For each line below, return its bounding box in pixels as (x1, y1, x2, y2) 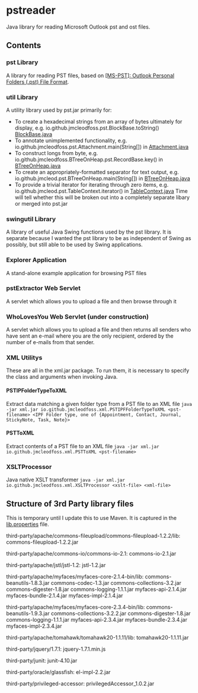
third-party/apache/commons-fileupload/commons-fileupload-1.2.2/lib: (6, 532, 181, 539)
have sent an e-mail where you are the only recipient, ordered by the (6, 332, 174, 339)
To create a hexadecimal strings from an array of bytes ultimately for (14, 118, 183, 125)
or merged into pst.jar (14, 200, 68, 207)
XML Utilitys (6, 354, 43, 362)
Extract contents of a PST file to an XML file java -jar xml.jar (6, 442, 159, 449)
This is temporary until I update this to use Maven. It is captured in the (6, 514, 177, 521)
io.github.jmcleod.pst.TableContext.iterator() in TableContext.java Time (14, 187, 188, 194)
